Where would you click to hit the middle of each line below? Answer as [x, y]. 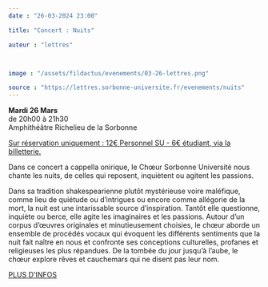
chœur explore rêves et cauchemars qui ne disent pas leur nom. [114, 259]
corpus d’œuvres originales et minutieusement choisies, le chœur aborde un [134, 225]
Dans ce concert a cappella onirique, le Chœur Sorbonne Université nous [129, 167]
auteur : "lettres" [41, 45]
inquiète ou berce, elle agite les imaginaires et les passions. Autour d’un [126, 216]
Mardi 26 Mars [33, 111]
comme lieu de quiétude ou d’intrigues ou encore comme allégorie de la [127, 200]
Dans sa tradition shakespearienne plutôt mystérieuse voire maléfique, [124, 191]
